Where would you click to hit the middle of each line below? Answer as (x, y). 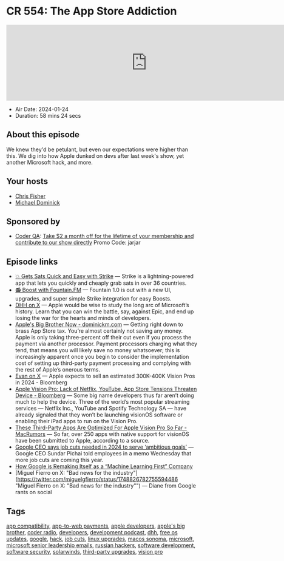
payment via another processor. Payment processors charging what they (106, 344)
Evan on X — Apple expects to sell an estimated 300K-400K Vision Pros (105, 376)
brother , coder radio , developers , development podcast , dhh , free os (92, 532)
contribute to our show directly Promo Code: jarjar (78, 243)
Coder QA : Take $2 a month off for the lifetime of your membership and (104, 236)
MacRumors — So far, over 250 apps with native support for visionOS (102, 434)
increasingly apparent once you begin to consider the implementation (102, 357)
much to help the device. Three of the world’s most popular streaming (102, 402)
